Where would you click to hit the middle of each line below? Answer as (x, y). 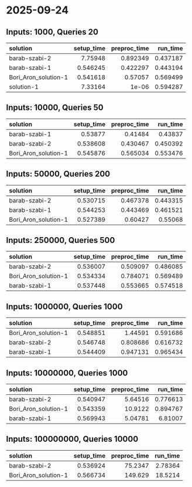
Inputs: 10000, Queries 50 (55, 108)
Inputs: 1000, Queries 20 (52, 32)
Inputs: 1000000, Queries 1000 (64, 307)
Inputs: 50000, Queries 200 (58, 174)
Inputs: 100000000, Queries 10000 (72, 439)
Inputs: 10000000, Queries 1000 (67, 373)
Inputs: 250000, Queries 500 (61, 240)
